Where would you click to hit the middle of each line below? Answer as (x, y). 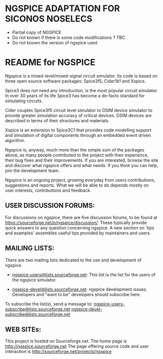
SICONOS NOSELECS (49, 19)
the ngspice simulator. (34, 280)
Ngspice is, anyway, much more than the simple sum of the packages (75, 150)
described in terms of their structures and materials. (57, 120)
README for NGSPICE (50, 63)
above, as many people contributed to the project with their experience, (77, 155)
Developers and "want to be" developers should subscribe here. (76, 294)
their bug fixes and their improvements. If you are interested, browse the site (82, 160)
